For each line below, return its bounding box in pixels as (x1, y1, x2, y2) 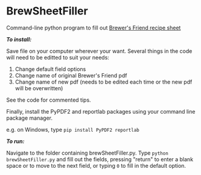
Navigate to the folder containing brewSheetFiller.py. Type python (6, 149, 169, 156)
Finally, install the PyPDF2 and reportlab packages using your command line (6, 108, 196, 115)
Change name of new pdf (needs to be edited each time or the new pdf (14, 78, 193, 85)
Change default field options (14, 65, 86, 73)
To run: (6, 137, 25, 145)
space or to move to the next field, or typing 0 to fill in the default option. (6, 162, 186, 169)
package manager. (6, 114, 53, 121)
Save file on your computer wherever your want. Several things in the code (6, 47, 193, 55)
